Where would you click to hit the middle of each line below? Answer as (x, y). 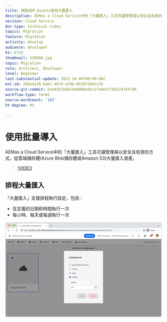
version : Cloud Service (30, 21)
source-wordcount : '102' (31, 100)
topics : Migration (24, 32)
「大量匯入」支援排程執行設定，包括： (44, 198)
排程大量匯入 (25, 185)
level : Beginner (22, 74)
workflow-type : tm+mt (28, 95)
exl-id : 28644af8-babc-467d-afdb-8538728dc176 (54, 84)
